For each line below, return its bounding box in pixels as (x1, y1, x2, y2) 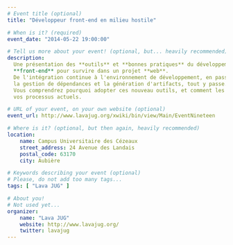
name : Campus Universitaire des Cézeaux (19, 137, 138, 144)
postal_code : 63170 (19, 151, 76, 158)
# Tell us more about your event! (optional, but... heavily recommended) (7, 48, 228, 56)
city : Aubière (19, 157, 60, 164)
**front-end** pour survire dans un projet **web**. (13, 67, 169, 74)
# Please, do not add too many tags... (7, 176, 123, 183)
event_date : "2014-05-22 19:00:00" (7, 35, 110, 42)
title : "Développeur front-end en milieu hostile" (7, 17, 157, 24)
